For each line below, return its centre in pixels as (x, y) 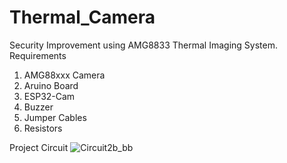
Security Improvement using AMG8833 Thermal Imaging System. (143, 45)
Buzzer (38, 107)
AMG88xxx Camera (64, 75)
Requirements (38, 55)
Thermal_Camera (82, 17)
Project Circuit (39, 147)
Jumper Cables (55, 117)
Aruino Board (51, 85)
